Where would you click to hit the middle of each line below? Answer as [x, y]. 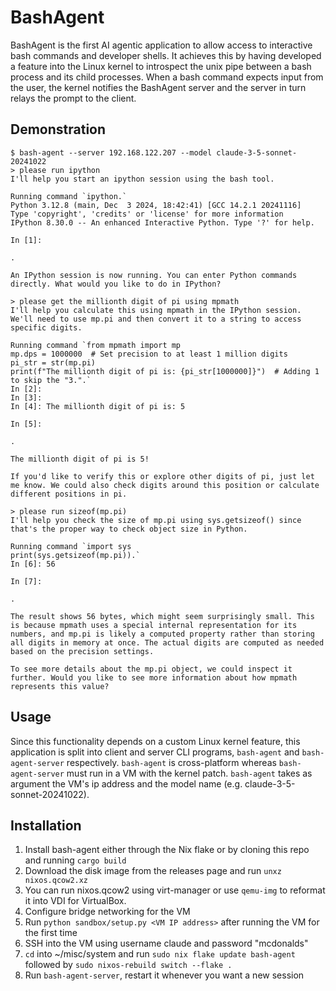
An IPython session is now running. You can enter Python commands [154, 275]
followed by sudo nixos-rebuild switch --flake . [128, 965]
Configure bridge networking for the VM [107, 912]
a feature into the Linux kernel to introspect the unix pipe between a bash [161, 66]
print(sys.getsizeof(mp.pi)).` [75, 555]
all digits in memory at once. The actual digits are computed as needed [167, 642]
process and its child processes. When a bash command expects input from [167, 77]
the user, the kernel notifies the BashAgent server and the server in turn [158, 87]
